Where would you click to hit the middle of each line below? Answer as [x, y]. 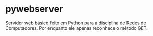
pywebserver [34, 9]
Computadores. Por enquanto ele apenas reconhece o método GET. [76, 28]
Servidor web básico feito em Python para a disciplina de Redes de [76, 23]
